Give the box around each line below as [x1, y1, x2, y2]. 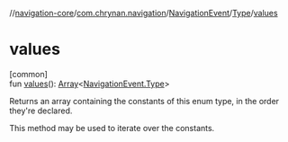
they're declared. [9, 105, 73, 116]
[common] [9, 68, 48, 79]
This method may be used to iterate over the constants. [9, 122, 215, 133]
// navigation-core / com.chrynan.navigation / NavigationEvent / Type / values [9, 8, 278, 18]
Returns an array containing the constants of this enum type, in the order [9, 95, 280, 106]
